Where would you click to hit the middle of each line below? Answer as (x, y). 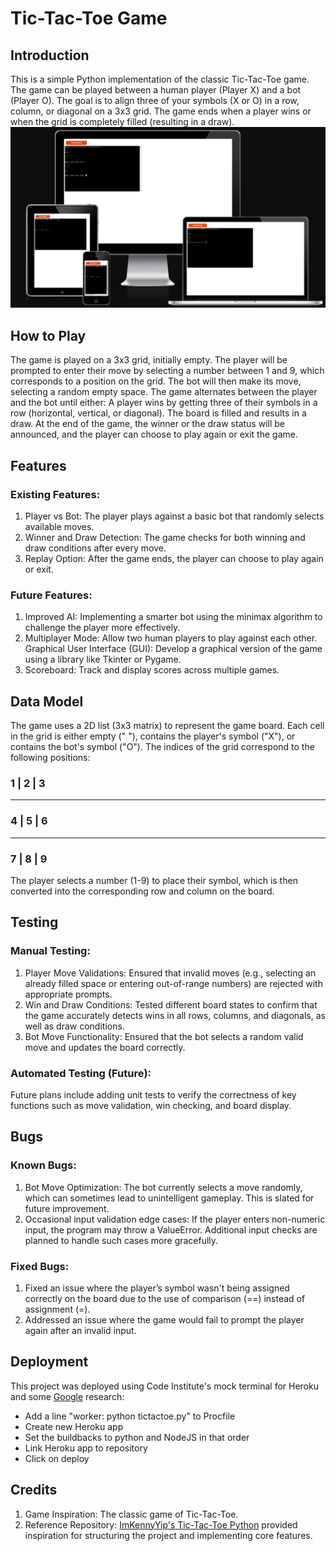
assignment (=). (57, 1309)
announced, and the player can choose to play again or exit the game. (154, 434)
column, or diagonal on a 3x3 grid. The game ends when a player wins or (161, 111)
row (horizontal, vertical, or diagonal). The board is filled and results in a (158, 413)
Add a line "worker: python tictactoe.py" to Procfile (130, 1416)
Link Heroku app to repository (86, 1448)
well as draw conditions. (74, 1026)
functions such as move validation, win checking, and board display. (151, 1105)
